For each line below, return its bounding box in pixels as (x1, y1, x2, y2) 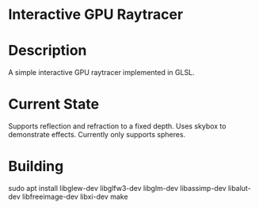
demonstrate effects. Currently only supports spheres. (8, 130, 186, 140)
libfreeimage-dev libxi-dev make (22, 192, 128, 201)
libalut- (228, 184, 251, 192)
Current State (8, 95, 100, 114)
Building (8, 158, 64, 175)
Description (8, 42, 87, 60)
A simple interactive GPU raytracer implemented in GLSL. (8, 68, 196, 77)
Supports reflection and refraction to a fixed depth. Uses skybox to (8, 121, 227, 131)
